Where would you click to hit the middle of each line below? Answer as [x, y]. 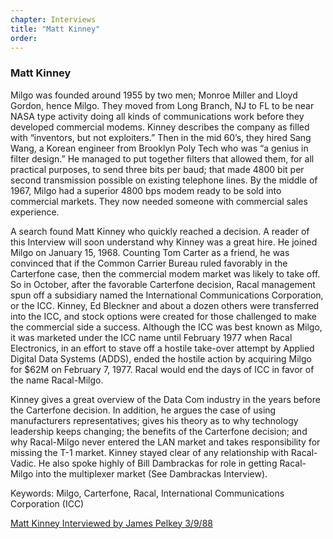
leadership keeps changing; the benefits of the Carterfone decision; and [159, 431]
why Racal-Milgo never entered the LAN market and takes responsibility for [165, 442]
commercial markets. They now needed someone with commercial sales [159, 201]
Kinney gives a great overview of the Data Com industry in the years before [165, 399]
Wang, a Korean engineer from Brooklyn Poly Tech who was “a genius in [159, 148]
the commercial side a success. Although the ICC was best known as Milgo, [166, 327]
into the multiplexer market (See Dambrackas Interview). [151, 473]
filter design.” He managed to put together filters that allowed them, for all [162, 158]
